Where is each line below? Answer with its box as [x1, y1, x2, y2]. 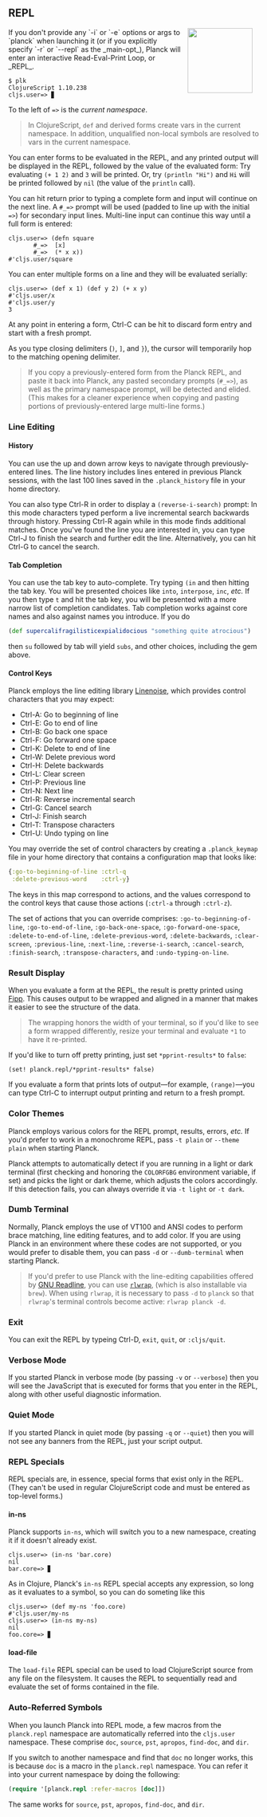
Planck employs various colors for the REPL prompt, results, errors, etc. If [8, 1126, 249, 1135]
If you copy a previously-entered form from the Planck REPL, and [27, 367, 241, 377]
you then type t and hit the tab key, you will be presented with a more [8, 595, 237, 604]
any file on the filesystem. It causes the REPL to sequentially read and [8, 1673, 238, 1683]
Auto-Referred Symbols [8, 1702, 103, 1713]
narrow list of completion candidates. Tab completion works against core [8, 604, 248, 613]
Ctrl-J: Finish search [19, 812, 88, 821]
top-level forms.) [8, 1491, 64, 1501]
